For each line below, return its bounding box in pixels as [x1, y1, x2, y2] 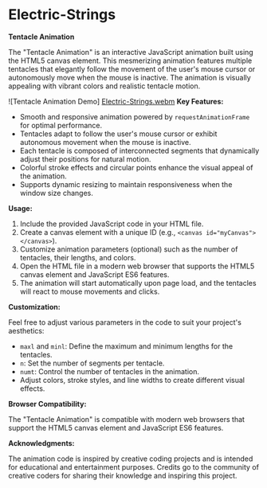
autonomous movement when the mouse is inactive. [19, 137, 191, 146]
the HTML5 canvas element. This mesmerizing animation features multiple [8, 56, 253, 65]
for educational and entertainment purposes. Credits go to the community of [8, 462, 259, 471]
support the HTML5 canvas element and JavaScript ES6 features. [8, 423, 224, 432]
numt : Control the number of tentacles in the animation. [19, 366, 200, 376]
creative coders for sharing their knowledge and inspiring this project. [8, 470, 238, 480]
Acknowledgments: [8, 438, 75, 447]
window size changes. [19, 188, 94, 197]
